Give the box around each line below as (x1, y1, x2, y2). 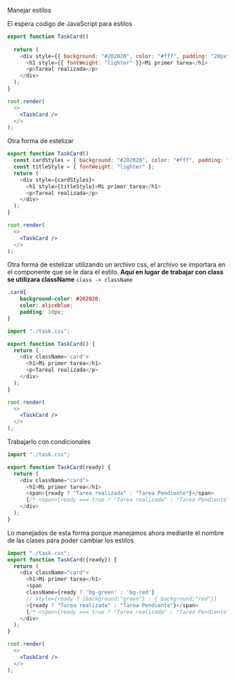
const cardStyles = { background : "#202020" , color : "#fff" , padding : (13, 157, 224, 164)
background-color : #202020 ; (20, 295, 101, 302)
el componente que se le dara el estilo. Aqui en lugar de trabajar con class (7, 268, 224, 276)
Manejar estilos (7, 6, 52, 14)
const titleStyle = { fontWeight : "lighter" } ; (13, 164, 155, 171)
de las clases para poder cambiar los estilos (7, 536, 134, 545)
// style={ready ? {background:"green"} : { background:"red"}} (25, 595, 218, 602)
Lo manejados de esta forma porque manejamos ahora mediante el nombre (7, 528, 225, 537)
